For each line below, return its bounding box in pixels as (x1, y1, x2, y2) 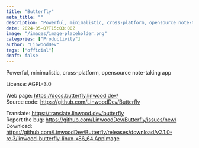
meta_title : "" (6, 14, 44, 20)
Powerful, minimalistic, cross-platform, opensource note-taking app (6, 69, 172, 76)
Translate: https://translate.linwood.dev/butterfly (6, 110, 124, 117)
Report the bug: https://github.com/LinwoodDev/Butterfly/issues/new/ (6, 116, 177, 123)
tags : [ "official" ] (6, 47, 54, 53)
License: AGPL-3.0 (6, 81, 52, 88)
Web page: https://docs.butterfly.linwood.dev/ (6, 92, 118, 99)
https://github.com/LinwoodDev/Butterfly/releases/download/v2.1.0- (6, 128, 173, 136)
